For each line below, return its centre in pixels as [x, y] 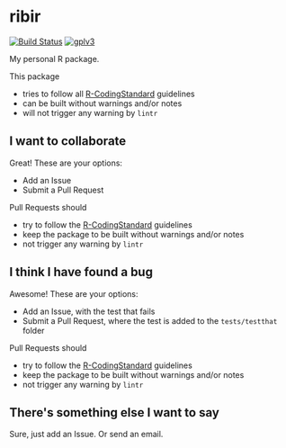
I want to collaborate [68, 141]
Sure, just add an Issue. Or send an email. [86, 435]
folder [33, 330]
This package [35, 76]
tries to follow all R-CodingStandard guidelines [108, 94]
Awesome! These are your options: [74, 293]
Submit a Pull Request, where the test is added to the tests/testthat [150, 320]
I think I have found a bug [81, 272]
